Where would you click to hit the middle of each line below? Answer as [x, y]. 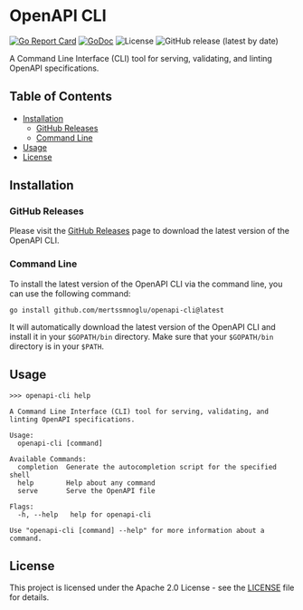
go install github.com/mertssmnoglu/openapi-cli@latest [117, 310]
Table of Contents [61, 97]
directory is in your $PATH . [57, 346]
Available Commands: [48, 459]
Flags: [22, 507]
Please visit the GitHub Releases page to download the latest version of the [149, 231]
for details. [29, 597]
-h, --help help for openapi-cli [85, 514]
